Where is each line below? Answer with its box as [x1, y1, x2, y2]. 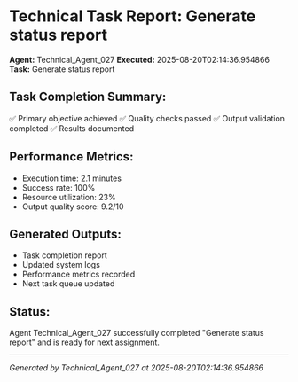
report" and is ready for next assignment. [9, 337, 160, 347]
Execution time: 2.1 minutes [21, 173, 122, 183]
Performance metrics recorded [21, 269, 136, 280]
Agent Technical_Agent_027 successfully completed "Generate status [9, 328, 264, 339]
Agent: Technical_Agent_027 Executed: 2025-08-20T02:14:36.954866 [9, 54, 271, 65]
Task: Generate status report [9, 64, 115, 74]
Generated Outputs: [9, 226, 122, 241]
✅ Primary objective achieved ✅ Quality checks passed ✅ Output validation [9, 113, 286, 123]
